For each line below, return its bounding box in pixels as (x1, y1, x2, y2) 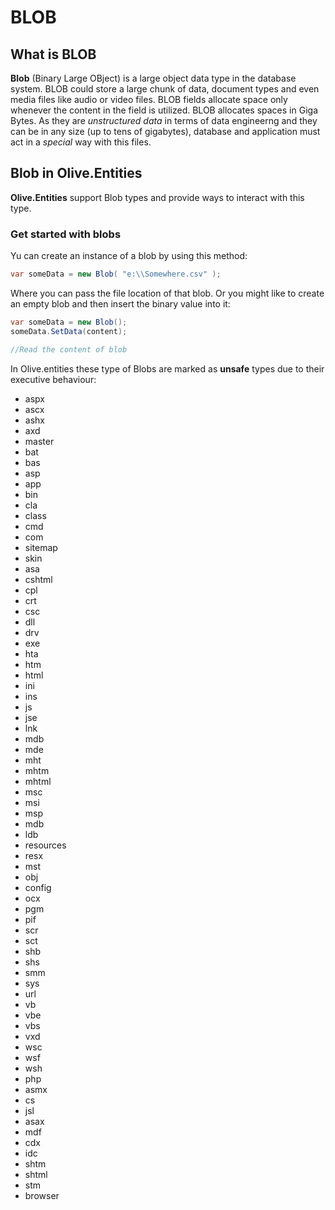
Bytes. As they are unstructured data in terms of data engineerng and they (10, 115, 318, 126)
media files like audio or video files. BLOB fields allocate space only (10, 94, 288, 105)
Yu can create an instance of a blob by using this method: (10, 250, 248, 262)
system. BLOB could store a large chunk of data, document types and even (10, 83, 320, 95)
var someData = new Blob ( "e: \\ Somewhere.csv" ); (10, 269, 222, 280)
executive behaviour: (10, 373, 97, 385)
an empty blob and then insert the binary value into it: (10, 297, 231, 310)
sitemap (24, 541, 58, 553)
